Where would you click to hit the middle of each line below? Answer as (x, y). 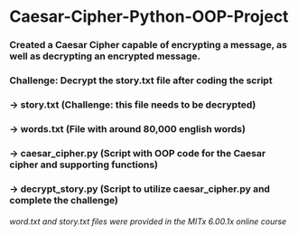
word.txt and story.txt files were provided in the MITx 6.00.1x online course (148, 222)
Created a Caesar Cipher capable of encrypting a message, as (148, 45)
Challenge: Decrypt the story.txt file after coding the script (141, 80)
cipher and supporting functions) (84, 165)
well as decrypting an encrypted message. (105, 56)
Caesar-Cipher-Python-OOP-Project (149, 17)
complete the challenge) (64, 200)
